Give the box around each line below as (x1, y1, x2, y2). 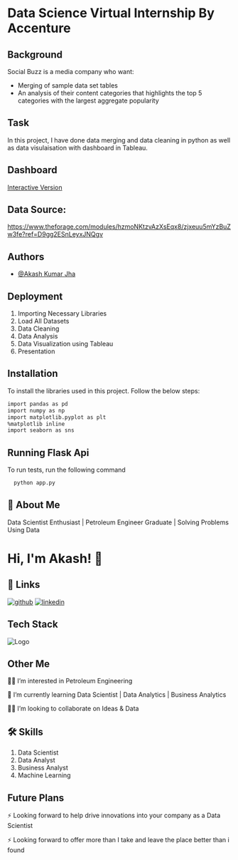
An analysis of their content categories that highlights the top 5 (17, 89, 202, 97)
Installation (7, 368, 58, 380)
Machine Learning (17, 771, 71, 779)
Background (7, 48, 63, 61)
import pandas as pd (7, 400, 69, 408)
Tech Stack (7, 618, 58, 631)
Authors (7, 251, 45, 263)
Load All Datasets (17, 317, 70, 326)
